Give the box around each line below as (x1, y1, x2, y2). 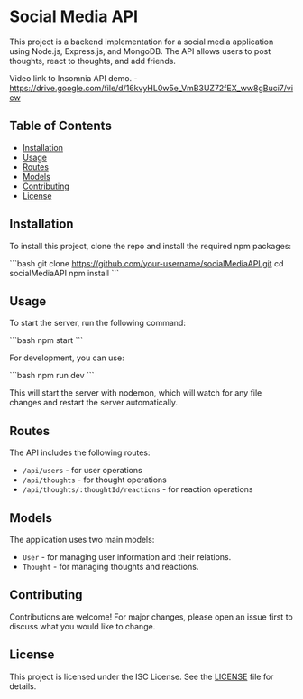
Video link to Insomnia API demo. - (9, 72, 138, 83)
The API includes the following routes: (9, 447, 151, 458)
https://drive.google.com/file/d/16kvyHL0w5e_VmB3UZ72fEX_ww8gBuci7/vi (9, 82, 294, 93)
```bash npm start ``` (9, 335, 84, 346)
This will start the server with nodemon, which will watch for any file (9, 387, 262, 398)
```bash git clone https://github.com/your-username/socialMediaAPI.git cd (9, 257, 284, 268)
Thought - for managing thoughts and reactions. (22, 562, 199, 572)
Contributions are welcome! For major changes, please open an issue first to (9, 611, 293, 622)
